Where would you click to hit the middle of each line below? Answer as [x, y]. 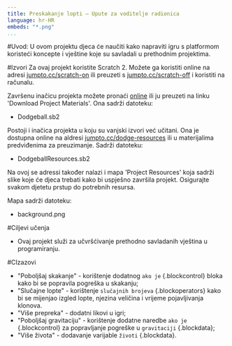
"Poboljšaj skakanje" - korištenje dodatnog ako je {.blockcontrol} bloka [120, 276]
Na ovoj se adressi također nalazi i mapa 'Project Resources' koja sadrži [111, 173]
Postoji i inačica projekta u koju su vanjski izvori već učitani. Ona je [103, 131]
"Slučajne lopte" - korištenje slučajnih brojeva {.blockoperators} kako [119, 291]
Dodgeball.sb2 [38, 117]
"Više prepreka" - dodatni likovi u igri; [72, 313]
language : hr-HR [31, 20]
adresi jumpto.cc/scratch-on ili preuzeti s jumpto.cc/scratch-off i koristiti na [116, 75]
